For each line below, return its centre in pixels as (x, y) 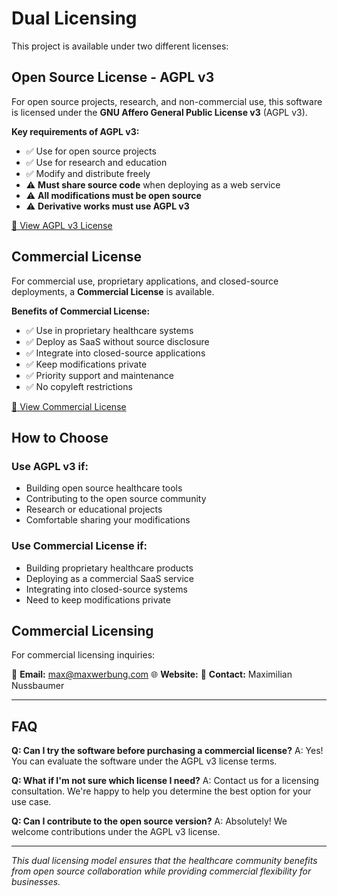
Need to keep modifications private (98, 599)
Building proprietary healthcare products (109, 568)
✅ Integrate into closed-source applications (115, 353)
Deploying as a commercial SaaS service (109, 578)
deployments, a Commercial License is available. (113, 291)
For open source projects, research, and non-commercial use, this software (167, 101)
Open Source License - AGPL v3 (113, 77)
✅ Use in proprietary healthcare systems (109, 330)
